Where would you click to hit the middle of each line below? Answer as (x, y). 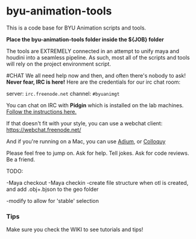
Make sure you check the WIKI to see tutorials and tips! (75, 229)
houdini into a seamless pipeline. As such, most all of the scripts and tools (98, 57)
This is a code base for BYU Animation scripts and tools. (76, 28)
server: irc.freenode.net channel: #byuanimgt (63, 93)
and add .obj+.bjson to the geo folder (52, 189)
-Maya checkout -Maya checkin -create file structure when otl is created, (97, 182)
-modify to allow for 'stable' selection (53, 200)
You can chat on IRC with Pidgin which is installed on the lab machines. (95, 105)
